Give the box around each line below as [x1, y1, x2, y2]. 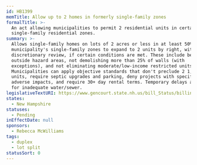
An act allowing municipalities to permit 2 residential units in [11, 25, 177, 31]
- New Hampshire [11, 101, 51, 107]
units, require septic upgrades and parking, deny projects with [11, 74, 175, 80]
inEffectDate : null [6, 118, 54, 123]
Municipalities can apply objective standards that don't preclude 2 [11, 68, 185, 74]
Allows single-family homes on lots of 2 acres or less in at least [11, 42, 182, 47]
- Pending [11, 112, 35, 118]
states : [6, 95, 25, 101]
